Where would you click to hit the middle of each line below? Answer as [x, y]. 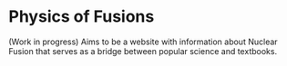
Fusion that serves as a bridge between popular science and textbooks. [143, 51]
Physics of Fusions [82, 17]
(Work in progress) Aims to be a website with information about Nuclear [143, 42]
